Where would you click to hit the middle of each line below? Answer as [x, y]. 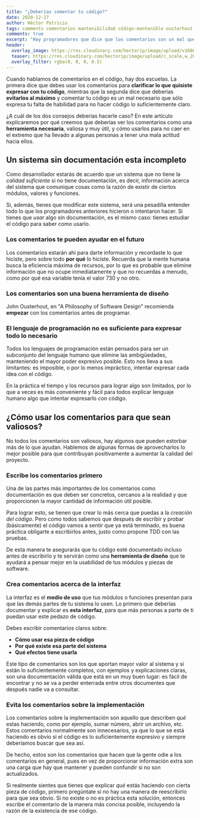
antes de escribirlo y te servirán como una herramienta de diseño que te [96, 556]
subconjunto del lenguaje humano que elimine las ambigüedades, [87, 355]
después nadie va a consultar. [43, 689]
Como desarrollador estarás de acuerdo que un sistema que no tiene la [93, 175]
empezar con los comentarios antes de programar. [68, 313]
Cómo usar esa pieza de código [54, 640]
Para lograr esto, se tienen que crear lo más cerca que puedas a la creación [99, 513]
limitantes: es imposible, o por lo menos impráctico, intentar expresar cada [98, 368]
